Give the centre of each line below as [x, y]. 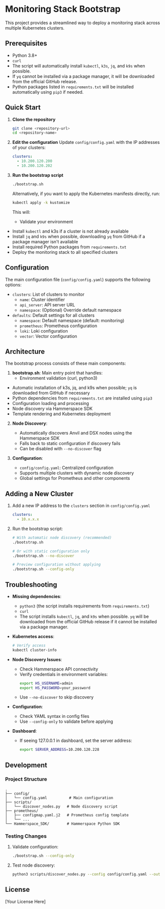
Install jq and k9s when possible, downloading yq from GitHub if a [79, 236]
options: [14, 285]
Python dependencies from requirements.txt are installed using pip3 [82, 398]
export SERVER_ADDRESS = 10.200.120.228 [59, 750]
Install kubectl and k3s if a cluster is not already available [70, 231]
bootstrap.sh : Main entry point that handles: [57, 373]
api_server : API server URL [47, 304]
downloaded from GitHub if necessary [51, 393]
